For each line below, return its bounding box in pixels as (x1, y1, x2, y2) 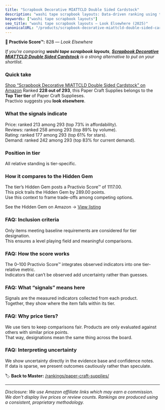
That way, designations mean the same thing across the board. (5, 334, 133, 340)
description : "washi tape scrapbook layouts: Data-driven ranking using (5, 12, 157, 17)
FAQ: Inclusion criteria (5, 216, 59, 223)
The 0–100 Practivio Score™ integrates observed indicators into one (5, 261, 141, 267)
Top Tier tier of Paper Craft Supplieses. (5, 93, 85, 99)
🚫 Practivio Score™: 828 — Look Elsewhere (5, 39, 93, 45)
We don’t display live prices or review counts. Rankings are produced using (5, 394, 158, 400)
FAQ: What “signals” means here (5, 284, 85, 291)
